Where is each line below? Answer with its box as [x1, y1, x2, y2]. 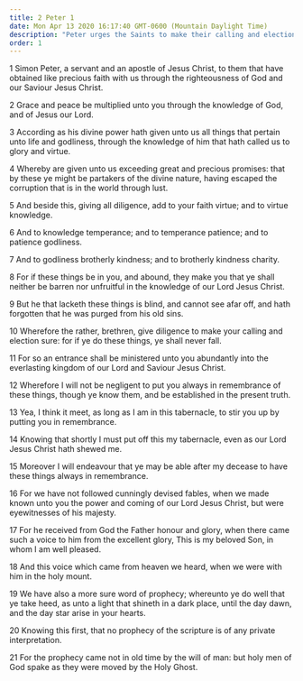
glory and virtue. [9, 146, 71, 157]
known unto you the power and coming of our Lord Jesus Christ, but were [9, 498, 284, 509]
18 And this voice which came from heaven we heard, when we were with [9, 561, 282, 573]
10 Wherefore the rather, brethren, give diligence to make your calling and [9, 326, 283, 336]
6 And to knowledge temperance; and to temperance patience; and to [9, 227, 269, 238]
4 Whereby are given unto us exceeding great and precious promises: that [9, 163, 286, 174]
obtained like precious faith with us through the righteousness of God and [9, 73, 283, 84]
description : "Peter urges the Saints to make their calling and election [9, 30, 297, 39]
